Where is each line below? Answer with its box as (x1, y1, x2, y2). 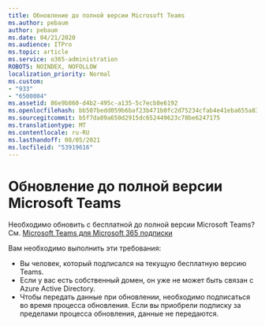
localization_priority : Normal (8, 70, 111, 78)
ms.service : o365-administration (8, 56, 118, 64)
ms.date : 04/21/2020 (8, 33, 77, 42)
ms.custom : (8, 77, 44, 85)
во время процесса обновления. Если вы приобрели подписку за (19, 301, 241, 310)
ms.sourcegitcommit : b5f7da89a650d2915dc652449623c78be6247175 (8, 114, 221, 122)
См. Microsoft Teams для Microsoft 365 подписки (8, 228, 174, 238)
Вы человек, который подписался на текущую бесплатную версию (19, 259, 247, 269)
